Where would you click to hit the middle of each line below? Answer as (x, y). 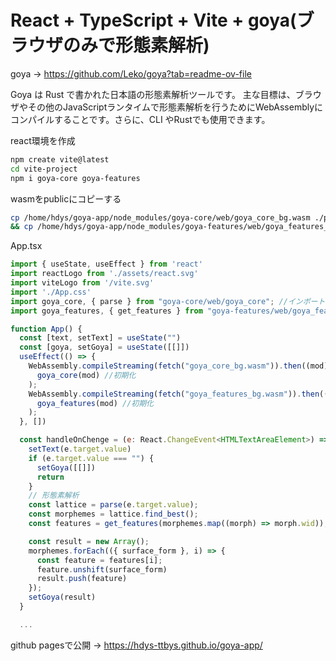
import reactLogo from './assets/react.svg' (104, 274)
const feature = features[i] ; (99, 560)
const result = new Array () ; (89, 541)
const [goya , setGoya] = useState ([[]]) (104, 347)
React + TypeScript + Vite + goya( (153, 20)
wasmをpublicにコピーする (66, 198)
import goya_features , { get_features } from (106, 311)
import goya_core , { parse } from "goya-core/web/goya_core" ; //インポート (168, 301)
